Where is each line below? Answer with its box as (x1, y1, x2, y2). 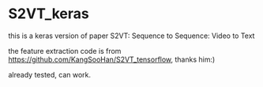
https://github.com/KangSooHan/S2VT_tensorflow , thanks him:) (8, 55, 216, 64)
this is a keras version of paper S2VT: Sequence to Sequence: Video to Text (8, 31, 255, 40)
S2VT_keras (8, 5, 89, 23)
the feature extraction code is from (8, 46, 122, 55)
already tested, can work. (8, 70, 92, 79)
